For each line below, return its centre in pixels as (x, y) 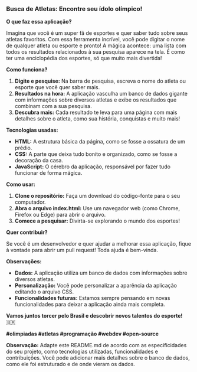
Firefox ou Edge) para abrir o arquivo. (60, 215)
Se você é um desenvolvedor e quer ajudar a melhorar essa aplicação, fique (99, 244)
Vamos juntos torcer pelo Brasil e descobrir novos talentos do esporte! (94, 316)
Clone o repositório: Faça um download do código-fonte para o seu (97, 196)
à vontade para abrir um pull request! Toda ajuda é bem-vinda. (82, 250)
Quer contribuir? (27, 233)
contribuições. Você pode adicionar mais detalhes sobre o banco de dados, (98, 358)
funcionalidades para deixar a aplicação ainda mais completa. (90, 304)
